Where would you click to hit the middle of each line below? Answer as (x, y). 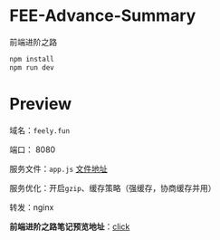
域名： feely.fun (40, 130)
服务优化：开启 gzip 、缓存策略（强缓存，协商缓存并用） (113, 187)
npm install (32, 59)
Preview (41, 104)
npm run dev (32, 67)
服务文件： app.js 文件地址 (58, 168)
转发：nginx (32, 207)
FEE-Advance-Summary (103, 16)
